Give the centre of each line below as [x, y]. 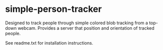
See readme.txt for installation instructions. [49, 43]
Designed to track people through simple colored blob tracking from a [77, 23]
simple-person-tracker [53, 9]
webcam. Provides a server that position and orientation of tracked [86, 28]
